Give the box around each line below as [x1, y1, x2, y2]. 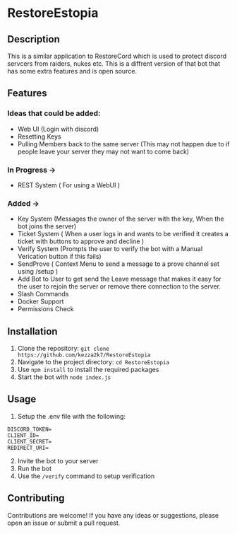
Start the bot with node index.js [17, 373, 111, 381]
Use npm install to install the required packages [17, 366, 159, 374]
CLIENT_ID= [7, 431, 39, 439]
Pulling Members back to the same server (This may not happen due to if [17, 139, 230, 148]
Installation [7, 325, 58, 337]
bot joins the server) [17, 222, 77, 231]
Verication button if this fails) [17, 253, 102, 261]
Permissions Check [17, 305, 74, 313]
